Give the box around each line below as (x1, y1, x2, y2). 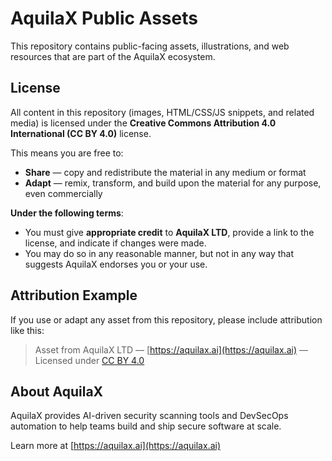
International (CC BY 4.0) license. (10, 127, 152, 139)
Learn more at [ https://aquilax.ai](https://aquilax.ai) (10, 440, 221, 452)
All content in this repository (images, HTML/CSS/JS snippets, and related (10, 106, 315, 118)
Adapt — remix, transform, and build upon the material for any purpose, (24, 177, 322, 189)
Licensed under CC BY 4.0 (34, 354, 145, 366)
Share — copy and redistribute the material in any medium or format (24, 166, 307, 178)
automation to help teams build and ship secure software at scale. (10, 420, 282, 432)
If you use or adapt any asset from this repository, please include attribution (10, 313, 323, 326)
